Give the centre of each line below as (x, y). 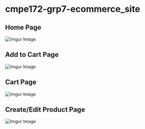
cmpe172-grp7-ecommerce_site (73, 9)
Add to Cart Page (32, 55)
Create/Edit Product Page (45, 110)
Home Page (23, 27)
